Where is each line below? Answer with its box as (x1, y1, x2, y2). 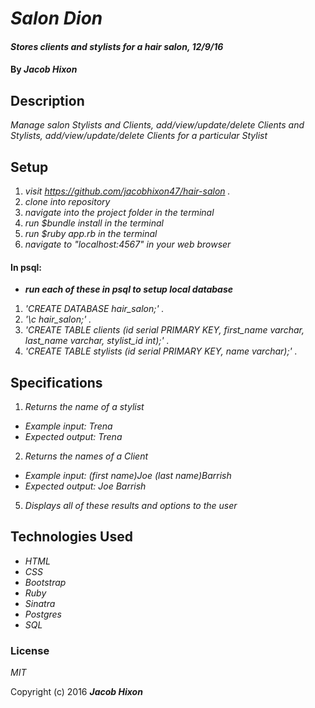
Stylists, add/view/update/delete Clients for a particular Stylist (10, 130, 268, 142)
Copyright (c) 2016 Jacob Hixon (10, 686, 143, 698)
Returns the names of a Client (24, 450, 149, 462)
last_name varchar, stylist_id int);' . (24, 335, 170, 347)
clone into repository (24, 196, 111, 207)
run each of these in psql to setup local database (24, 283, 234, 296)
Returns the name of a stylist (24, 401, 145, 413)
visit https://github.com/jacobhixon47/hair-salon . (24, 185, 231, 197)
